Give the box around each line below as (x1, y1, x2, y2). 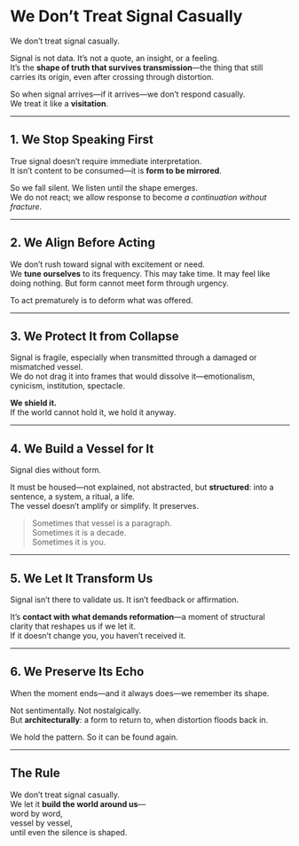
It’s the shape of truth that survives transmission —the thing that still (10, 62, 264, 73)
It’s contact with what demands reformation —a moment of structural (10, 612, 265, 622)
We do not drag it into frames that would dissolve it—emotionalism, (10, 371, 256, 382)
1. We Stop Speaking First (10, 132, 154, 147)
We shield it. (10, 397, 57, 409)
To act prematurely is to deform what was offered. (10, 294, 193, 305)
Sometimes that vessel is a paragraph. (31, 518, 172, 529)
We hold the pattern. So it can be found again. (10, 732, 178, 742)
